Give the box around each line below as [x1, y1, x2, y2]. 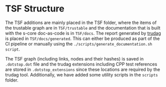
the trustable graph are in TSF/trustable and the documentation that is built [5, 24, 161, 30]
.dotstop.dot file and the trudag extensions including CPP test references [5, 61, 157, 67]
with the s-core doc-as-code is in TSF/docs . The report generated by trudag [5, 30, 161, 36]
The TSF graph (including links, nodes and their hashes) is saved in [5, 55, 144, 61]
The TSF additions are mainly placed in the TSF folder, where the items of [5, 19, 157, 25]
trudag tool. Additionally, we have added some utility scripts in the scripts [5, 71, 158, 77]
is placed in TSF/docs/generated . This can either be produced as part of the [5, 35, 160, 41]
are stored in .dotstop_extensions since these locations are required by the [5, 66, 160, 72]
